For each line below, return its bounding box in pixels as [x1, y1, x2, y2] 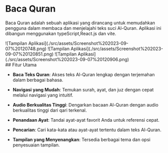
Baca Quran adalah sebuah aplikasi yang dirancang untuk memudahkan [5, 20, 156, 26]
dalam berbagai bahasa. [12, 77, 63, 83]
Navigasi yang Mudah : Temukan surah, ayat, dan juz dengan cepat [12, 86, 154, 92]
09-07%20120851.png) [5, 51, 54, 57]
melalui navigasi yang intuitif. [12, 92, 74, 98]
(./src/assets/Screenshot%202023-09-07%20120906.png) [5, 56, 129, 62]
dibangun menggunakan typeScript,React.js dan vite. [5, 30, 117, 36]
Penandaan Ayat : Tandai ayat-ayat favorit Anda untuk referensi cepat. [12, 117, 160, 123]
